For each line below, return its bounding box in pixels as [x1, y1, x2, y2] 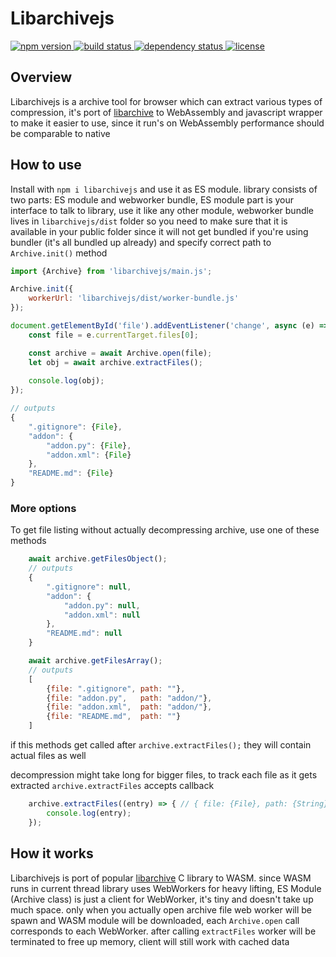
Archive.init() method [10, 247, 108, 259]
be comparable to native [10, 127, 111, 139]
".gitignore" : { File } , [28, 422, 123, 432]
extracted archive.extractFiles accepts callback [10, 780, 215, 792]
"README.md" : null [46, 628, 123, 639]
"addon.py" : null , [63, 600, 141, 611]
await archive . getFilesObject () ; [28, 554, 168, 564]
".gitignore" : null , [46, 582, 132, 592]
